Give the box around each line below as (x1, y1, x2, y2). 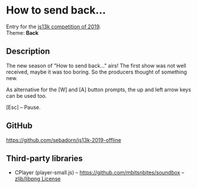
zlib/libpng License (14, 175, 61, 183)
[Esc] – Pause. (6, 104, 41, 111)
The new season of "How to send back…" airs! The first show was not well (6, 62, 186, 69)
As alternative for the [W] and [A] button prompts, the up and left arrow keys (6, 86, 191, 93)
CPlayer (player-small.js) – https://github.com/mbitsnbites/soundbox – (14, 169, 185, 176)
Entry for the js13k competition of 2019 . (6, 23, 101, 30)
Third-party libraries (6, 153, 83, 163)
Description (6, 47, 50, 57)
